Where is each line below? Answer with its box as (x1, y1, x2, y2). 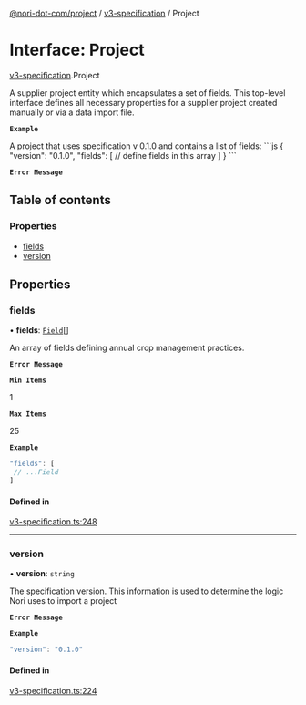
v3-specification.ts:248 (9, 516, 97, 527)
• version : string (9, 568, 75, 579)
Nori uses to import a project (9, 596, 117, 607)
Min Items (9, 376, 47, 386)
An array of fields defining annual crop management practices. (9, 342, 245, 354)
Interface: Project (9, 40, 145, 60)
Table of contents (9, 192, 111, 208)
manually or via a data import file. (9, 107, 135, 118)
